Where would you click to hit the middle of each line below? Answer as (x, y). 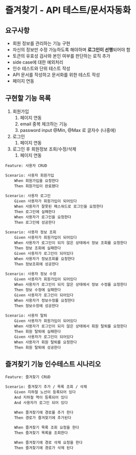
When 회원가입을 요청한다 (37, 181)
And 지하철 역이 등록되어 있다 (41, 397)
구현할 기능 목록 (28, 98)
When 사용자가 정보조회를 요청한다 (44, 259)
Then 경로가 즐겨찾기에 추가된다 (43, 418)
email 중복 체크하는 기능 (44, 124)
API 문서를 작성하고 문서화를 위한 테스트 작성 (56, 75)
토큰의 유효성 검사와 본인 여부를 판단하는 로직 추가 (61, 56)
